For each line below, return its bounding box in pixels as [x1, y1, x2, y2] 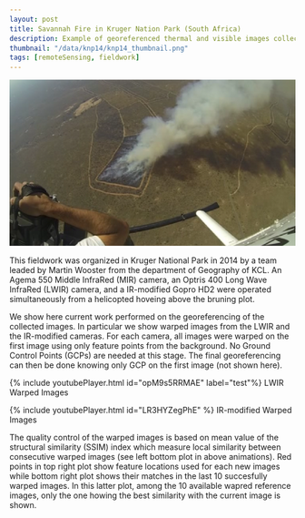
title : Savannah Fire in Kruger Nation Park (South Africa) [9, 24, 242, 34]
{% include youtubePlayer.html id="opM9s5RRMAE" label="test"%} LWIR [9, 378, 284, 389]
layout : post [9, 15, 59, 24]
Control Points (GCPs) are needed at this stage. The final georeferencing [9, 350, 281, 361]
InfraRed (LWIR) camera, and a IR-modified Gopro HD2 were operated [9, 284, 272, 295]
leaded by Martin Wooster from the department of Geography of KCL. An [9, 265, 282, 276]
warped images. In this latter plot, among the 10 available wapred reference [9, 481, 291, 492]
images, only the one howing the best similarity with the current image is [9, 490, 281, 501]
